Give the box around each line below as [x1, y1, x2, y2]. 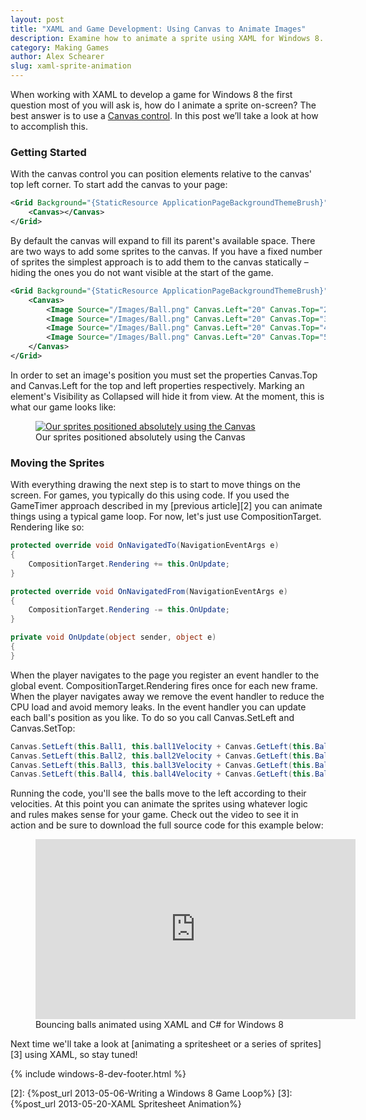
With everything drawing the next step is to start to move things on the [10, 479, 301, 491]
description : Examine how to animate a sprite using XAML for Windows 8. [10, 33, 325, 43]
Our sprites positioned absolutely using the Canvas [35, 431, 246, 443]
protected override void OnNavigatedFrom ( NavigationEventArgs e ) [10, 586, 288, 596]
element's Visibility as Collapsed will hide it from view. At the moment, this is [10, 390, 325, 402]
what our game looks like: [10, 401, 117, 413]
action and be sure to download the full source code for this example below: [10, 819, 324, 831]
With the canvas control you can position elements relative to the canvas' [10, 168, 313, 180]
